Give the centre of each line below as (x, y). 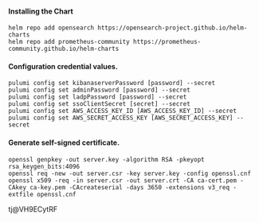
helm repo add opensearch (51, 28)
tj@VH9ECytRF (33, 209)
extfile (21, 194)
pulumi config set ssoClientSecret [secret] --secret (100, 104)
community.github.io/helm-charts (64, 49)
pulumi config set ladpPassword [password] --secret (98, 97)
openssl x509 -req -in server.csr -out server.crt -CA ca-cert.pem (123, 180)
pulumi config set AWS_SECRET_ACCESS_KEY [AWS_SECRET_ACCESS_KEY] (121, 118)
